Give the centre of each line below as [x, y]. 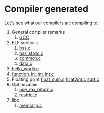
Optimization [25, 84]
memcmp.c [31, 105]
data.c [26, 63]
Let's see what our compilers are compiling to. [52, 23]
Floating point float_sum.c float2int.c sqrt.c [55, 79]
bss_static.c [31, 53]
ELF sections [25, 42]
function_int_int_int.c [33, 74]
